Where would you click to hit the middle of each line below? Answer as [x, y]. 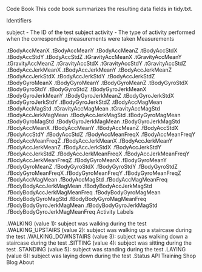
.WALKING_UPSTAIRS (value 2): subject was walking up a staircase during [99, 230]
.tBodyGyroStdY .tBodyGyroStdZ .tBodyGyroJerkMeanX [76, 89]
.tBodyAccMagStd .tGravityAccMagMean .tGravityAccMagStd [83, 108]
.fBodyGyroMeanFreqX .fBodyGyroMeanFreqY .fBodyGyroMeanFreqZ [94, 173]
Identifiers [19, 20]
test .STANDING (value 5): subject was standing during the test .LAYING [96, 249]
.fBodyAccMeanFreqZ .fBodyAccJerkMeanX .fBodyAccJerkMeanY [89, 141]
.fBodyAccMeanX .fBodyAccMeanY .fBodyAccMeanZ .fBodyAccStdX [93, 128]
